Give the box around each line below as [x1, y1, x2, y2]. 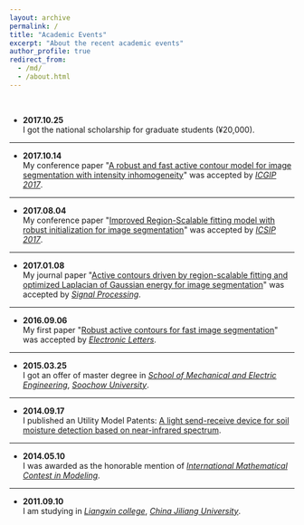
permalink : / [9, 22, 59, 31]
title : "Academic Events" [9, 30, 107, 39]
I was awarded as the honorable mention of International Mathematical [22, 460, 288, 471]
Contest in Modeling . [22, 470, 101, 481]
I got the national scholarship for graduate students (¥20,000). [22, 124, 255, 135]
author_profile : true [9, 47, 91, 56]
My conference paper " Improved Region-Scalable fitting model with [22, 215, 276, 225]
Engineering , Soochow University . [22, 379, 149, 390]
